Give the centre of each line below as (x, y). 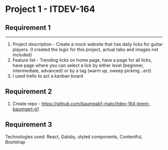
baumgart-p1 (25, 109)
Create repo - (26, 104)
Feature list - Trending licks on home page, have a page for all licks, (82, 60)
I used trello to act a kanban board (48, 76)
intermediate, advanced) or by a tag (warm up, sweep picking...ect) (82, 71)
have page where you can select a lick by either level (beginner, (78, 65)
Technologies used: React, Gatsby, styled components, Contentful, (74, 137)
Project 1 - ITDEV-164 (50, 9)
